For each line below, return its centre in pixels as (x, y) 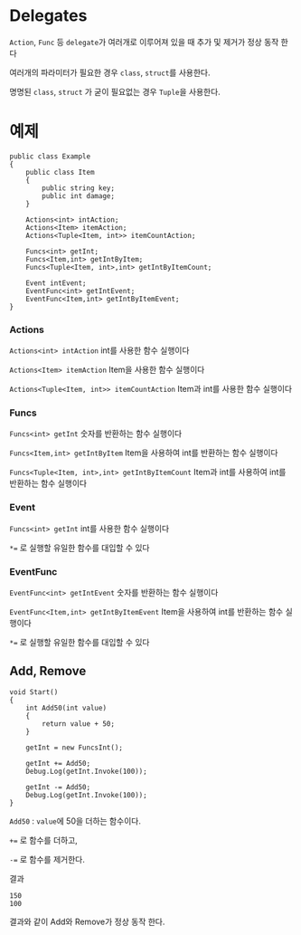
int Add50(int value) (66, 708)
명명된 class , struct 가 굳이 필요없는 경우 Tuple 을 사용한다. (115, 91)
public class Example (50, 156)
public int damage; (79, 196)
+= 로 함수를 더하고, (44, 840)
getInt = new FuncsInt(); (75, 748)
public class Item (60, 172)
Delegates (48, 16)
